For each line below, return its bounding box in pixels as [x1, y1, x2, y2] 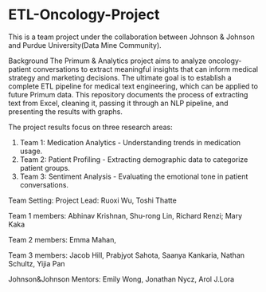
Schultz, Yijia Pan [8, 258, 65, 268]
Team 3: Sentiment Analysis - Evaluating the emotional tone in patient [19, 172, 248, 181]
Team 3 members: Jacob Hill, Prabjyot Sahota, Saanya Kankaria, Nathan [8, 250, 245, 260]
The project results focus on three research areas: [8, 122, 173, 132]
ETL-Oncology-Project [8, 6, 160, 24]
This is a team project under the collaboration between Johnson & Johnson [8, 32, 255, 41]
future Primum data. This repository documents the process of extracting [8, 89, 248, 99]
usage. [19, 146, 43, 156]
